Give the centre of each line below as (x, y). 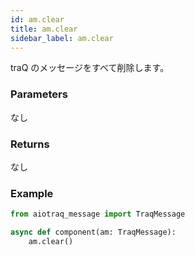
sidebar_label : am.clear (62, 38)
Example (32, 193)
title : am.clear (44, 29)
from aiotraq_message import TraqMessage (98, 214)
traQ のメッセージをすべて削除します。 (90, 68)
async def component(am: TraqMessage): (93, 232)
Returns (30, 144)
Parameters (39, 94)
